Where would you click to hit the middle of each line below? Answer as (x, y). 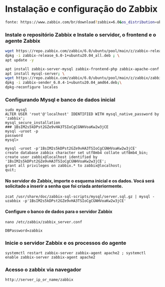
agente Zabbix (23, 41)
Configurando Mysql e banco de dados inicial (60, 100)
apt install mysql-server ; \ (35, 74)
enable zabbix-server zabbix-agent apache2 (50, 258)
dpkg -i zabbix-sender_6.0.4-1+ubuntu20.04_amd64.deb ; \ (63, 83)
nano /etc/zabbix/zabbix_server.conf (44, 222)
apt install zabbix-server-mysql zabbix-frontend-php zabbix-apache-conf (82, 69)
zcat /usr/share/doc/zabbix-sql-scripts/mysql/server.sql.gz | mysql (78, 196)
